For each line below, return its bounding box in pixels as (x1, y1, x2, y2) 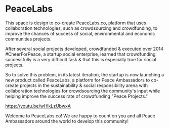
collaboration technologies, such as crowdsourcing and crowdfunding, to (5, 25, 158, 31)
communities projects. (5, 36, 52, 42)
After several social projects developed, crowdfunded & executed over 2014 (5, 46, 163, 52)
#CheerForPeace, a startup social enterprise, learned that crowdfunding (5, 51, 156, 57)
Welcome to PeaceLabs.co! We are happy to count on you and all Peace (5, 112, 155, 119)
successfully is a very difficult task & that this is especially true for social (5, 56, 157, 62)
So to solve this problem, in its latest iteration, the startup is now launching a (5, 71, 164, 77)
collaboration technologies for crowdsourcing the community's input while (5, 88, 160, 94)
